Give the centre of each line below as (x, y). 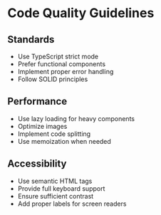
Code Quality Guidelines (81, 13)
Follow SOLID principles (53, 79)
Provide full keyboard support (61, 188)
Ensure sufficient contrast (56, 196)
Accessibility (37, 164)
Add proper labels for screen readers (72, 204)
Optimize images (42, 126)
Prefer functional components (61, 64)
